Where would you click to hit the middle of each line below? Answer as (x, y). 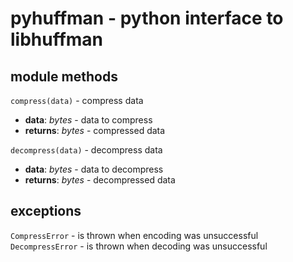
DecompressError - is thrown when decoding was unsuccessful (139, 246)
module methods (64, 76)
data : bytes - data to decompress (94, 169)
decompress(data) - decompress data (86, 150)
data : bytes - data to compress (88, 120)
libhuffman (57, 39)
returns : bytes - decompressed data (100, 180)
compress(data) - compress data (77, 100)
